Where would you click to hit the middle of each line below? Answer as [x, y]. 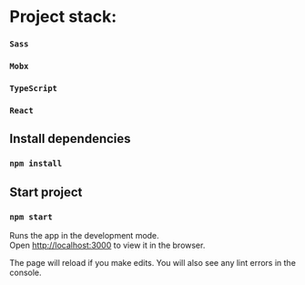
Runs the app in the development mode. [84, 235]
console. [26, 272]
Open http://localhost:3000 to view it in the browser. [107, 245]
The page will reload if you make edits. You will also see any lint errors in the [152, 262]
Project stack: [63, 17]
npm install [36, 164]
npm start [31, 217]
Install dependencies [70, 139]
